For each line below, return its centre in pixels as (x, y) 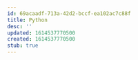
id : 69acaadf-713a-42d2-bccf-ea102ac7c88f (69, 13)
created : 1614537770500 (41, 39)
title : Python (28, 20)
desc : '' (20, 26)
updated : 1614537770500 (41, 33)
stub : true (23, 46)
